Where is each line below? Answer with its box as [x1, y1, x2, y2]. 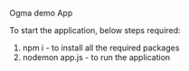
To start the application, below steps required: [9, 25, 181, 35]
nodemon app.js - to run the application [22, 52, 171, 62]
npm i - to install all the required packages [22, 42, 180, 53]
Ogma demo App [9, 8, 73, 18]
